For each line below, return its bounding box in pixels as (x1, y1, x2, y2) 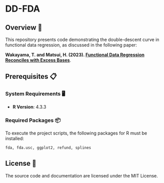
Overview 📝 (5, 23, 42, 32)
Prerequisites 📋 (5, 72, 57, 81)
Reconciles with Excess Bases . (5, 57, 72, 63)
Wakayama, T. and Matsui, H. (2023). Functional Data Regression (5, 52, 145, 58)
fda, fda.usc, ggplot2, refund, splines (5, 145, 92, 150)
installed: (5, 135, 24, 142)
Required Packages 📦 (5, 117, 61, 124)
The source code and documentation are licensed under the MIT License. (5, 172, 158, 178)
